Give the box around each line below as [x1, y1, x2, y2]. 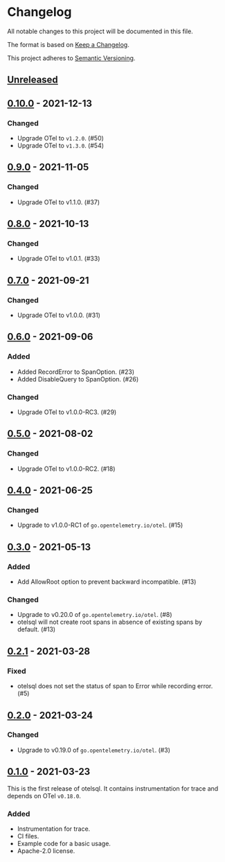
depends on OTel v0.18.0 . [7, 791, 82, 800]
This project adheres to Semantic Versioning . [7, 53, 136, 62]
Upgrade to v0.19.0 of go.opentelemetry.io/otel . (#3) [17, 746, 171, 754]
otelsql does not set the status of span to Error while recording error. [17, 682, 213, 690]
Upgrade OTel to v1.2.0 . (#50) [17, 134, 104, 143]
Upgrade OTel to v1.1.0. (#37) [17, 198, 100, 206]
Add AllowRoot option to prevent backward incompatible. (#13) [17, 577, 197, 586]
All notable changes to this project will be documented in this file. [7, 27, 194, 35]
